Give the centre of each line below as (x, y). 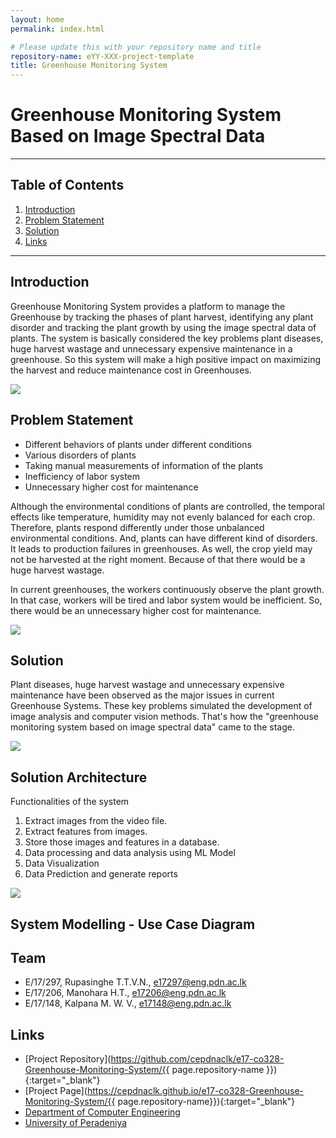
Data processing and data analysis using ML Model (130, 853)
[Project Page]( (56, 1091)
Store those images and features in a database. (122, 842)
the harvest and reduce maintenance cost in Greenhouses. (131, 370)
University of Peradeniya (76, 1123)
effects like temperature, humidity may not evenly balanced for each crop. (162, 517)
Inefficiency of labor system (82, 476)
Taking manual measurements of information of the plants (144, 465)
